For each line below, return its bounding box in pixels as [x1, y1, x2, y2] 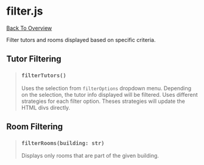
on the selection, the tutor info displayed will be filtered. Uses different [21, 91, 198, 98]
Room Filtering [6, 122, 63, 132]
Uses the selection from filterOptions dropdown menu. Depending [21, 84, 192, 92]
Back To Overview [6, 24, 52, 32]
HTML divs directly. [21, 104, 71, 111]
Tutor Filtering [6, 54, 62, 65]
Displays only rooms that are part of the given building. [21, 152, 160, 160]
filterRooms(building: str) [21, 139, 105, 147]
